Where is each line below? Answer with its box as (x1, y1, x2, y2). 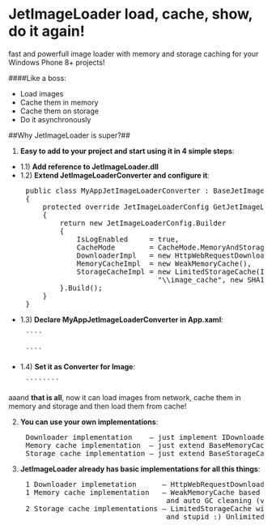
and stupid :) (165, 512, 223, 521)
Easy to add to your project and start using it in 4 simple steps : (19, 146, 235, 156)
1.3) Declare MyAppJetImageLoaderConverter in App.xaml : (19, 314, 224, 324)
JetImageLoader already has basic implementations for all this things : (19, 463, 261, 474)
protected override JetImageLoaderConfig (42, 202, 210, 211)
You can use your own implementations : (19, 416, 159, 426)
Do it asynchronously (19, 114, 91, 124)
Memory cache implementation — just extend (25, 441, 205, 450)
